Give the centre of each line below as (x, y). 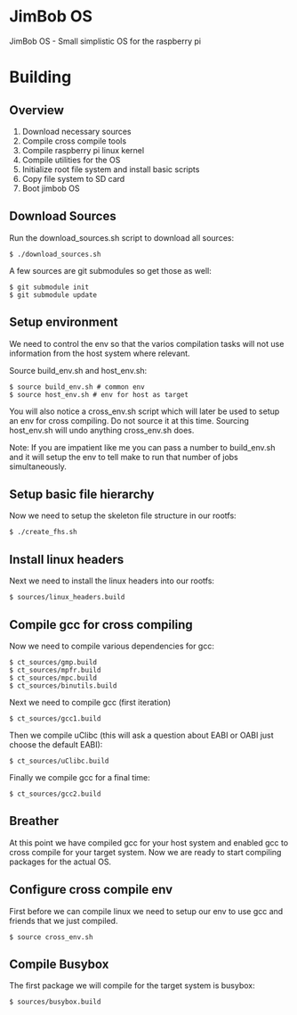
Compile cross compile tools (74, 141)
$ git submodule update (53, 295)
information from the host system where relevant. (100, 353)
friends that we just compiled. (64, 920)
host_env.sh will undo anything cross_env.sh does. (102, 430)
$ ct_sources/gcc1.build (55, 719)
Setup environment (64, 322)
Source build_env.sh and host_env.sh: (78, 370)
